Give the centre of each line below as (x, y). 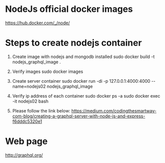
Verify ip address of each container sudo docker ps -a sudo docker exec (86, 96)
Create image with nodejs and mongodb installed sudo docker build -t (83, 56)
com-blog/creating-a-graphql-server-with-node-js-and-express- (79, 116)
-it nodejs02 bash (30, 101)
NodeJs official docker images (69, 9)
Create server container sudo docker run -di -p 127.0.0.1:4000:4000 (81, 81)
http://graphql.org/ (24, 155)
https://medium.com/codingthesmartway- (114, 110)
